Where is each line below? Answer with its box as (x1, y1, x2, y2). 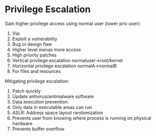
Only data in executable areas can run (12, 104, 92, 110)
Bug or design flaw (12, 41, 52, 47)
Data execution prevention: (12, 98, 69, 105)
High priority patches (12, 52, 57, 58)
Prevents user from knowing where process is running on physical (12, 115, 151, 121)
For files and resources (12, 68, 61, 74)
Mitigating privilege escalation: (5, 78, 69, 84)
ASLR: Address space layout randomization (12, 110, 103, 116)
